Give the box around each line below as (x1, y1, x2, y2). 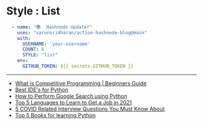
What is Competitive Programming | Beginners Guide (14, 79, 147, 87)
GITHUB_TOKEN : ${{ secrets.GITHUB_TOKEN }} (22, 63, 134, 70)
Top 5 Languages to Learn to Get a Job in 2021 (14, 99, 132, 106)
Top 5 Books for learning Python (14, 111, 96, 118)
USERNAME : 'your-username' (22, 41, 91, 47)
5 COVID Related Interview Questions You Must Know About (14, 105, 165, 112)
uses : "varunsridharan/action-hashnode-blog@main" (17, 29, 147, 35)
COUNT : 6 (22, 46, 45, 52)
